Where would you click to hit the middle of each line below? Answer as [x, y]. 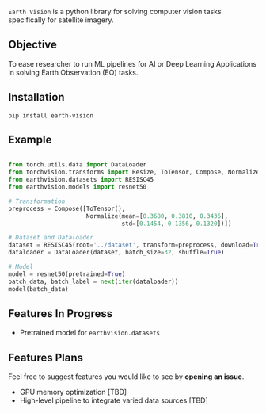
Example [30, 140]
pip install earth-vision [51, 115]
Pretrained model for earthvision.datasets [90, 333]
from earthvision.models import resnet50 [78, 187]
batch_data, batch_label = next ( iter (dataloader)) [93, 281]
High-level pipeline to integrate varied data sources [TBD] [114, 400]
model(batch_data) [38, 289]
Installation [36, 97]
